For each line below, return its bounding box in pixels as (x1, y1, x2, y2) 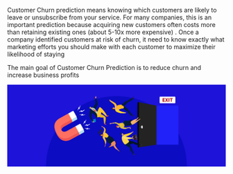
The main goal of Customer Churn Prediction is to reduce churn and (7, 64, 202, 71)
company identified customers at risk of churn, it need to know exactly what (7, 35, 225, 44)
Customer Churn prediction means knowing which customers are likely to (7, 6, 217, 14)
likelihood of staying (7, 50, 64, 58)
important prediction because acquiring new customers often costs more (7, 21, 216, 28)
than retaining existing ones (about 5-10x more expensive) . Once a (7, 28, 199, 36)
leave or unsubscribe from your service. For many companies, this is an (7, 13, 212, 21)
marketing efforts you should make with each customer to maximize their (7, 43, 216, 51)
